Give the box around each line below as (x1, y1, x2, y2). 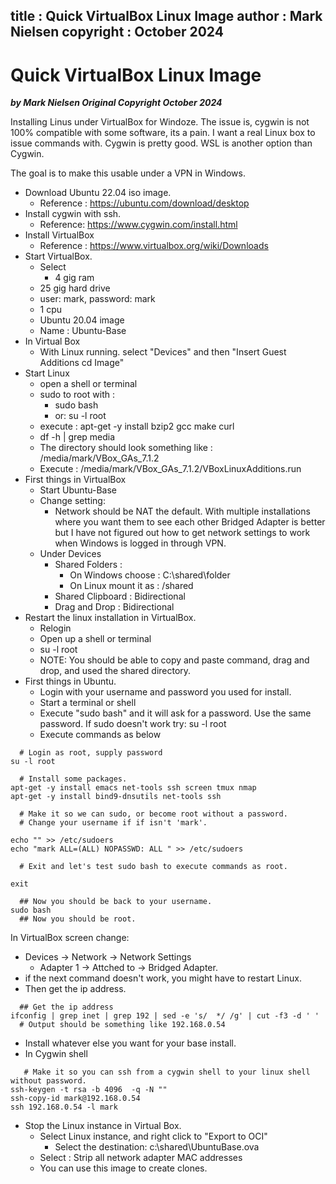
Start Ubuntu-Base (39, 484, 117, 496)
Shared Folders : (54, 559, 123, 571)
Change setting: (39, 495, 106, 507)
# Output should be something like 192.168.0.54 (19, 1020, 226, 1030)
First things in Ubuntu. (24, 675, 117, 688)
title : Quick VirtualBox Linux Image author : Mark (10, 8, 323, 25)
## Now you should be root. (19, 914, 137, 924)
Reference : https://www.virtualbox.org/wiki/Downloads (39, 240, 269, 252)
